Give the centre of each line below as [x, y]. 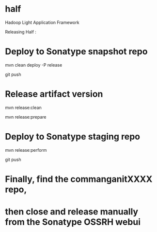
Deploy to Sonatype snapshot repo [76, 52]
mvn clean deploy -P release [34, 65]
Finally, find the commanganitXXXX [79, 179]
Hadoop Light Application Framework [42, 22]
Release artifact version [54, 94]
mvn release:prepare [26, 117]
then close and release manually [72, 212]
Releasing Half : [21, 32]
